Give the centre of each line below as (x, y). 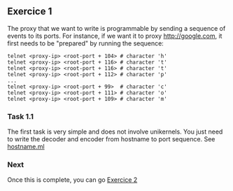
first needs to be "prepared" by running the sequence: (86, 43)
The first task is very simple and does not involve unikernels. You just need (115, 132)
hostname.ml (26, 147)
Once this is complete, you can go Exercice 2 (72, 180)
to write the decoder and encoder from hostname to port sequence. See (111, 139)
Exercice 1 (30, 12)
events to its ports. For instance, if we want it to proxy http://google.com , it (115, 36)
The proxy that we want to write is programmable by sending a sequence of (116, 28)
